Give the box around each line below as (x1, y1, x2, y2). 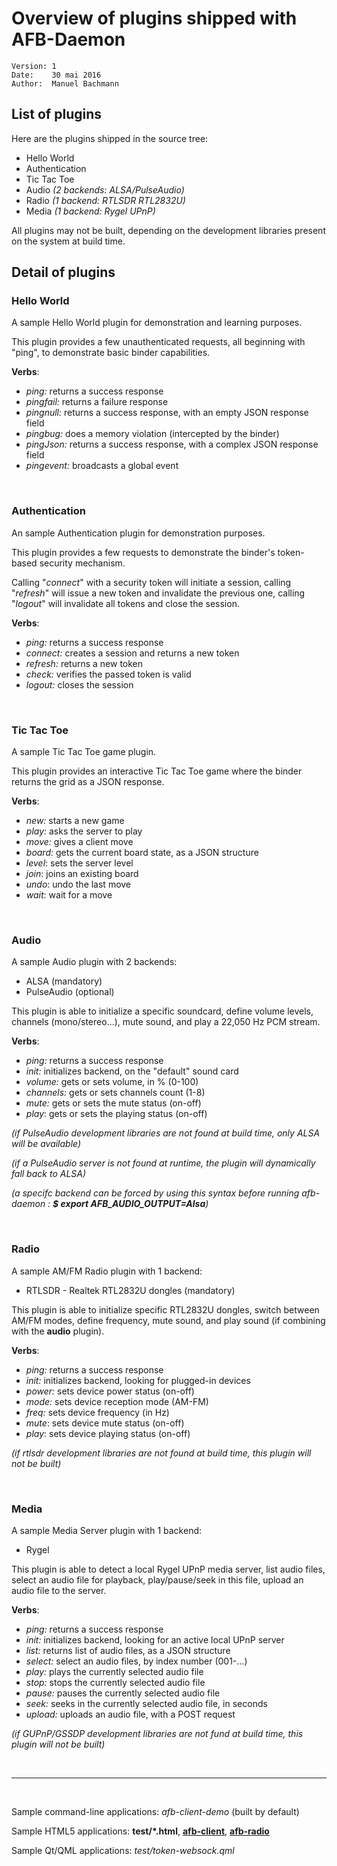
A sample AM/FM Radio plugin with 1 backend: (11, 1265, 203, 1277)
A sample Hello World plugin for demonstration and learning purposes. (11, 317, 303, 329)
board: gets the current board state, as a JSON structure (25, 847, 259, 859)
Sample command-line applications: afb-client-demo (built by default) (11, 1805, 300, 1817)
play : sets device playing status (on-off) (25, 1427, 191, 1439)
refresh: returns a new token (25, 657, 144, 669)
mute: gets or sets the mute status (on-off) (25, 1097, 202, 1109)
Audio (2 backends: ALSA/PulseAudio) (25, 183, 185, 196)
